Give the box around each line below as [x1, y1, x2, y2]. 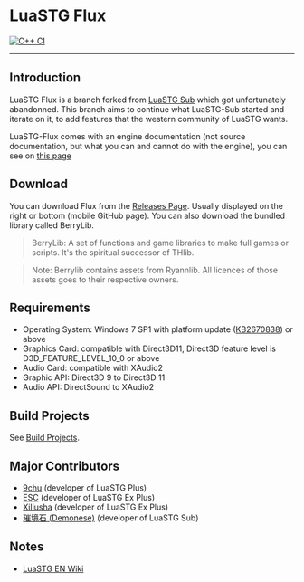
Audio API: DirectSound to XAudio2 [22, 382, 155, 393]
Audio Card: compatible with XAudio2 [22, 363, 163, 374]
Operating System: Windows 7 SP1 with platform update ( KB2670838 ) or [22, 324, 294, 335]
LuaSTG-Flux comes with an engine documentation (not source [9, 130, 246, 141]
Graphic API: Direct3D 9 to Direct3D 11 [22, 372, 166, 383]
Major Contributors [9, 458, 120, 473]
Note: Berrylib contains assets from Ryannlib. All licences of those [31, 264, 279, 275]
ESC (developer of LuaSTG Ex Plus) [22, 492, 156, 502]
